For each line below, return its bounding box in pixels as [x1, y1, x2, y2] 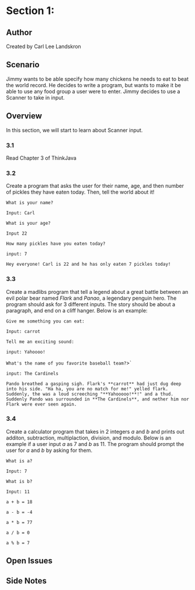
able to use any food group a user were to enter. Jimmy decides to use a [6, 88, 180, 95]
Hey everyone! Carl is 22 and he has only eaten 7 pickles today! [6, 262, 171, 267]
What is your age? [6, 221, 51, 227]
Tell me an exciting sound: [6, 338, 75, 345]
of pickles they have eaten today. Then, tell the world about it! [6, 188, 155, 195]
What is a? [6, 458, 33, 464]
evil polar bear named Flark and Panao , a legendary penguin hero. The [6, 294, 177, 301]
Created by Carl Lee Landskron [6, 43, 82, 50]
